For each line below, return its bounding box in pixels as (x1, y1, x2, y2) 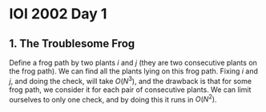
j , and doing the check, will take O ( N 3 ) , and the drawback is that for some (9, 75, 252, 86)
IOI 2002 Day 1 (9, 5, 107, 23)
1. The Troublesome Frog (9, 37, 135, 50)
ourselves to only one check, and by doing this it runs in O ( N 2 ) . (9, 93, 217, 104)
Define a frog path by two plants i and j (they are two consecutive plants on (9, 58, 257, 67)
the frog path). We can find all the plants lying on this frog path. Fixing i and (9, 66, 259, 76)
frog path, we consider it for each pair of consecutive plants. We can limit (9, 85, 252, 94)
